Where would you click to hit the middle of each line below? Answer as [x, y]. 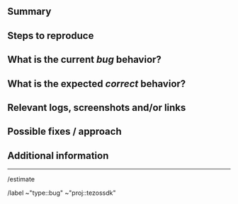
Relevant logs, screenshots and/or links [97, 108]
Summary [29, 12]
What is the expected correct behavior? [97, 84]
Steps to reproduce [51, 36]
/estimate [21, 179]
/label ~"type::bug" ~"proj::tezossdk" [62, 193]
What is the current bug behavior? [84, 60]
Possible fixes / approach [64, 132]
